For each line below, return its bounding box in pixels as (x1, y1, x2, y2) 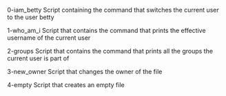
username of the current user (7, 34, 91, 42)
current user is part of (7, 54, 70, 62)
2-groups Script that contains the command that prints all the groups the (7, 47, 214, 55)
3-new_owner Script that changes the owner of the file (7, 68, 163, 75)
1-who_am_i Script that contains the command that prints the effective (7, 27, 206, 34)
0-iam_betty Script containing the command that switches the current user (7, 6, 219, 14)
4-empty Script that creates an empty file (7, 81, 125, 88)
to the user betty (7, 13, 54, 21)
